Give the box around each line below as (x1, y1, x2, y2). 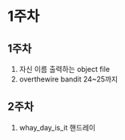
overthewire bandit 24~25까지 (18, 74, 118, 84)
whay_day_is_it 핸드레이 (18, 122, 96, 132)
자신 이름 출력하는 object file (18, 65, 110, 74)
